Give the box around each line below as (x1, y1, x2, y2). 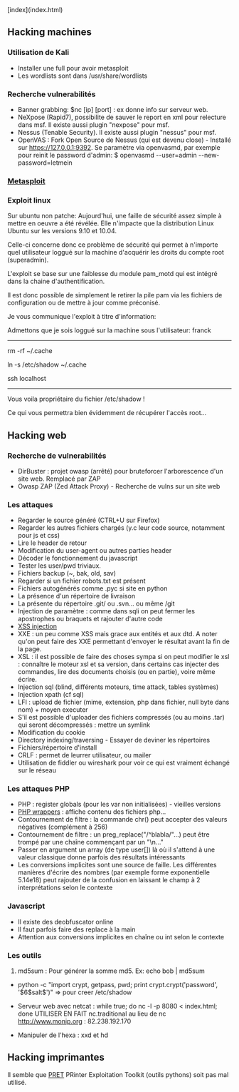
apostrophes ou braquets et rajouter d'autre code (17, 615, 163, 623)
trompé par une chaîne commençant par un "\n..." (17, 838, 164, 847)
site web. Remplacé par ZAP (17, 474, 101, 483)
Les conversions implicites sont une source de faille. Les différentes (17, 861, 217, 869)
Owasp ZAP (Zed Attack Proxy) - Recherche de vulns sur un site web (17, 481, 221, 490)
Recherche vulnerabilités (7, 89, 96, 99)
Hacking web (7, 429, 67, 442)
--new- (198, 150, 220, 159)
